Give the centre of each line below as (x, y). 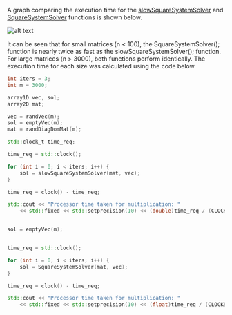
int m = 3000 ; (28, 85)
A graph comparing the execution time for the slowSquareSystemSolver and (115, 10)
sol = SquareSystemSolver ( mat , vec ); (74, 267)
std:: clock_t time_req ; (41, 142)
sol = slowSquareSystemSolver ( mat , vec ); (80, 173)
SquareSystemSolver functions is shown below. (75, 17)
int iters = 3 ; (29, 79)
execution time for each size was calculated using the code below (101, 66)
